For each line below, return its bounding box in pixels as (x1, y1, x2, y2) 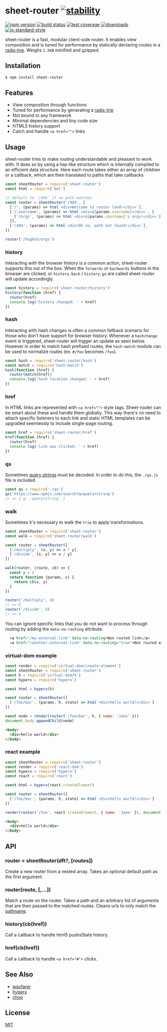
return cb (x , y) (14, 579, 48, 584)
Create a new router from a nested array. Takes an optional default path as (5, 868, 158, 874)
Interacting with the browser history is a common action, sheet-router (5, 260, 148, 266)
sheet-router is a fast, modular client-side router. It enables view (5, 36, 137, 42)
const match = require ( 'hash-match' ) (5, 362, 83, 368)
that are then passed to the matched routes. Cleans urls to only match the (5, 903, 156, 909)
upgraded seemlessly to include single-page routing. (5, 420, 113, 426)
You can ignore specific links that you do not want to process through (5, 621, 148, 627)
